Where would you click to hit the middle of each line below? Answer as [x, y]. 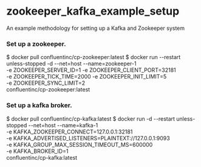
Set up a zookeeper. [36, 44]
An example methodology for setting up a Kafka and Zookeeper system [96, 28]
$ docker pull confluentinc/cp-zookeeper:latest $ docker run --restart [94, 57]
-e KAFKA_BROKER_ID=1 [37, 151]
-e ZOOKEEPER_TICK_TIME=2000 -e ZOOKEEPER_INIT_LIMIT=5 [87, 77]
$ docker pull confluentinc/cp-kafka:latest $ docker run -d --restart [90, 119]
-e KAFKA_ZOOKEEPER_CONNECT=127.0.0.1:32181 [70, 132]
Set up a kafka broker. [39, 105]
